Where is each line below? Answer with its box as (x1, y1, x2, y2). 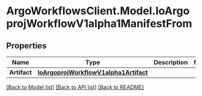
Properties (6, 41, 47, 51)
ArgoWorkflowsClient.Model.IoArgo (6, 4, 190, 18)
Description (153, 58, 188, 66)
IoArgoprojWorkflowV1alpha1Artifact (37, 69, 148, 76)
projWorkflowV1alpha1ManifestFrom (6, 17, 192, 30)
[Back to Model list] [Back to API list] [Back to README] (6, 83, 144, 91)
